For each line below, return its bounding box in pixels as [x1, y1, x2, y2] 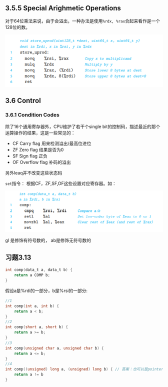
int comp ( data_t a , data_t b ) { [5, 267, 72, 272]
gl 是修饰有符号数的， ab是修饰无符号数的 [5, 237, 91, 243]
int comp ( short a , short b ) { [5, 324, 68, 329]
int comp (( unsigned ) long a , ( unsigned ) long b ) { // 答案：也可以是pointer [5, 367, 163, 372]
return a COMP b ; [14, 272, 50, 278]
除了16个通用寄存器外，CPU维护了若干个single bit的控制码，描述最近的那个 [5, 123, 160, 129]
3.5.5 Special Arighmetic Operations [5, 4, 121, 12]
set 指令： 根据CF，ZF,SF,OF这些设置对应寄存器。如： [5, 180, 116, 186]
